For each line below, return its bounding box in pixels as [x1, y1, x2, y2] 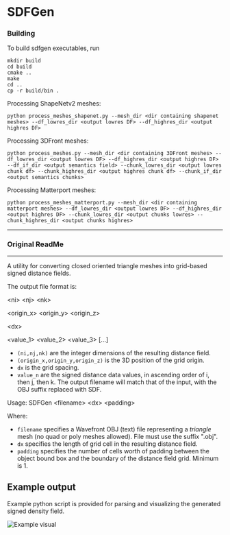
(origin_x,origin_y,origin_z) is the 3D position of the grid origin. [16, 356, 205, 364]
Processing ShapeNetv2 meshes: [7, 99, 101, 108]
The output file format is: [7, 282, 77, 290]
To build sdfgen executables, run [7, 44, 100, 52]
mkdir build [7, 58, 41, 64]
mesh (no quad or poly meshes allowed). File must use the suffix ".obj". [16, 432, 218, 440]
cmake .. [7, 69, 32, 76]
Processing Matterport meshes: [7, 186, 97, 194]
